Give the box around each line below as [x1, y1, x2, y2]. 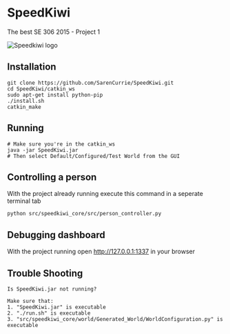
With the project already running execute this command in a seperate [7, 190, 203, 198]
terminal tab [7, 197, 41, 205]
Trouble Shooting [7, 267, 83, 279]
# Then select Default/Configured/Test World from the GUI [7, 153, 180, 159]
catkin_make [7, 104, 41, 110]
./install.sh [7, 97, 45, 104]
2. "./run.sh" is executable [7, 310, 91, 317]
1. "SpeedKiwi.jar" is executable [7, 304, 107, 311]
